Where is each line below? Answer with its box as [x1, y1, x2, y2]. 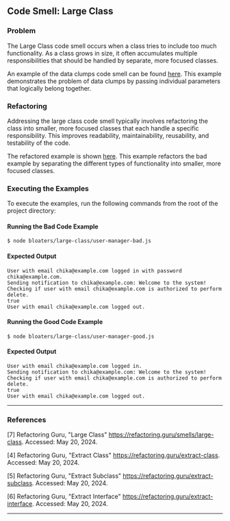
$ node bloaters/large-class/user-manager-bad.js [7, 238, 152, 244]
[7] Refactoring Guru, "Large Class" [7, 430, 107, 439]
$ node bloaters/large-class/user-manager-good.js [7, 333, 155, 340]
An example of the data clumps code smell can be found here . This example [7, 69, 222, 78]
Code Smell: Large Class [7, 5, 114, 17]
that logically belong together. [7, 84, 91, 92]
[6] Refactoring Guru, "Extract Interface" [7, 492, 121, 500]
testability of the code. [7, 139, 71, 147]
